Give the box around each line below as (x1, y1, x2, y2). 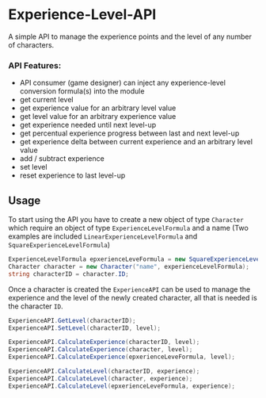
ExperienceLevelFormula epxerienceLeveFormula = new (8, 255, 186, 263)
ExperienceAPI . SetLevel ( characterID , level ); (8, 323, 161, 332)
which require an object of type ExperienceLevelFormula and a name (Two (8, 224, 249, 233)
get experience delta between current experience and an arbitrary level (19, 137, 253, 147)
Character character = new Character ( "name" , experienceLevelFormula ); (8, 262, 249, 270)
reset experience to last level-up (19, 170, 126, 180)
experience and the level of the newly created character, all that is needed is (8, 293, 257, 302)
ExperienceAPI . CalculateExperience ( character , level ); (8, 346, 193, 354)
